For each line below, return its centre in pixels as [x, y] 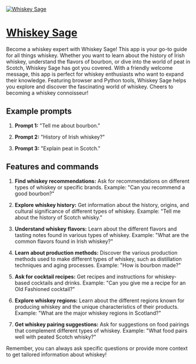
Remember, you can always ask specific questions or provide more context [97, 348]
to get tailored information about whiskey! [56, 354]
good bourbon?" [34, 193]
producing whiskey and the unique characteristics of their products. [97, 306]
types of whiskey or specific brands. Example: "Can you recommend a [100, 187]
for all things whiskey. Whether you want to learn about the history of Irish [95, 55]
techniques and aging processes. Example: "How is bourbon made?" [98, 265]
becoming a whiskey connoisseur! [48, 93]
